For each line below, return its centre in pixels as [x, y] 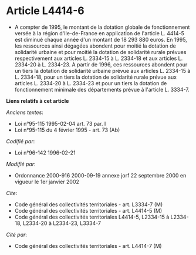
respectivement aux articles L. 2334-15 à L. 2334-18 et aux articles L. [99, 58]
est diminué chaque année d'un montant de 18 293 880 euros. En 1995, [101, 39]
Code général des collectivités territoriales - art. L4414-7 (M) [88, 246]
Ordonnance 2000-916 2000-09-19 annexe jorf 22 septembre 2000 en [100, 175]
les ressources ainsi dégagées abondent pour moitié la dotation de [95, 46]
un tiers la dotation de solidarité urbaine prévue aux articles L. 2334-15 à [102, 71]
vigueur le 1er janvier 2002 [47, 182]
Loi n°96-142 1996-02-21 [45, 152]
